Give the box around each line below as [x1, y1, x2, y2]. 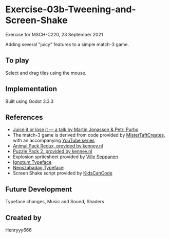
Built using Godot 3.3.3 [5, 98, 54, 104]
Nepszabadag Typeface [12, 165, 64, 171]
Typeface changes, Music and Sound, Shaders [5, 199, 104, 205]
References [5, 113, 43, 121]
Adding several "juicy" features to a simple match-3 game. [5, 41, 129, 47]
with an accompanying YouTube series [12, 137, 95, 144]
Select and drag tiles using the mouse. [5, 70, 87, 76]
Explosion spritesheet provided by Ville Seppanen [12, 154, 118, 160]
